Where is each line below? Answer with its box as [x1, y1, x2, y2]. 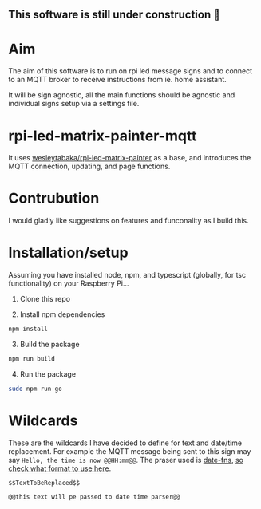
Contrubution [8, 189, 100, 207]
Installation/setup [8, 244, 129, 262]
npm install [8, 325, 48, 333]
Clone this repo [19, 294, 70, 304]
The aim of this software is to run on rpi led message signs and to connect [8, 66, 253, 76]
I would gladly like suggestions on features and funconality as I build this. [8, 216, 249, 226]
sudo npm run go [8, 385, 62, 393]
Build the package [19, 340, 80, 349]
